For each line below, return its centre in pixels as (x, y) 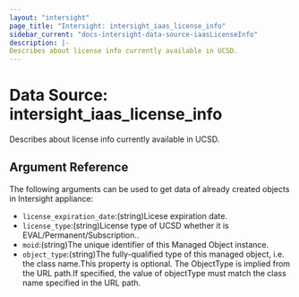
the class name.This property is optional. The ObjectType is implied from (156, 263)
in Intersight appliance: (51, 198)
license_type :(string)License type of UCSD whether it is (126, 225)
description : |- (39, 43)
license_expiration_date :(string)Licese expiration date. (125, 215)
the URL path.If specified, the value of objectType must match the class (154, 273)
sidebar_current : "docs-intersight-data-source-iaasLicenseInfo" (133, 34)
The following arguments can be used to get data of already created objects (149, 188)
